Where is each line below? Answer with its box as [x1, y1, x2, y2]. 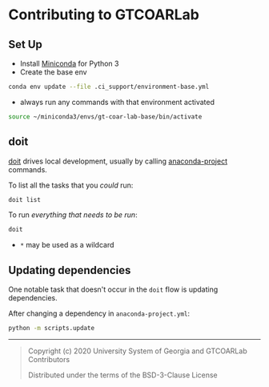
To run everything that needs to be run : [8, 210, 138, 220]
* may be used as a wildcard [19, 240, 114, 250]
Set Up [8, 38, 42, 51]
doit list [8, 196, 42, 204]
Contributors [27, 355, 70, 364]
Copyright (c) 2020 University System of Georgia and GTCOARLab [27, 346, 247, 356]
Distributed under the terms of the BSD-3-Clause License [27, 370, 218, 380]
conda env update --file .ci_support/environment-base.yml [8, 83, 210, 91]
